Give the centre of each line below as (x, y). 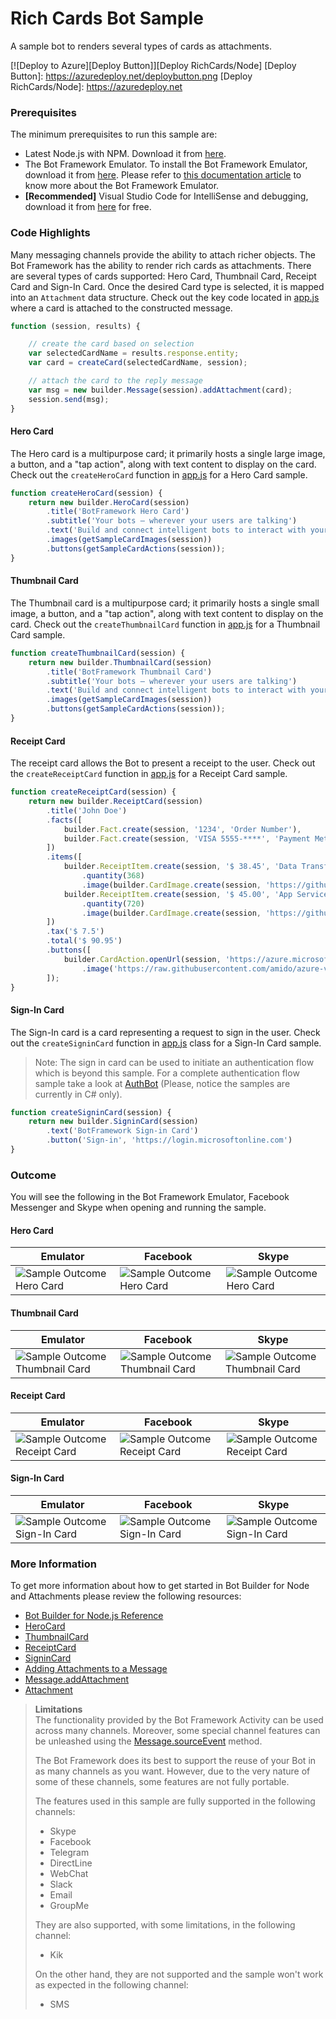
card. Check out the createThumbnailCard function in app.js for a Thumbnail (165, 624)
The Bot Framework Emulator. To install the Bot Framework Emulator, (166, 164)
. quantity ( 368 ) (113, 876)
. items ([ (64, 857)
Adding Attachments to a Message (96, 1669)
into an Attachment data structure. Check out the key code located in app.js (165, 297)
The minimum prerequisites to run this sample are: (114, 134)
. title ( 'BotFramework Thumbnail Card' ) (129, 672)
